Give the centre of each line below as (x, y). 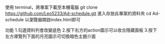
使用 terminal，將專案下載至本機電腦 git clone (51, 7)
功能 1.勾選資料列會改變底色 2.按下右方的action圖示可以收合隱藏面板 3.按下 (81, 30)
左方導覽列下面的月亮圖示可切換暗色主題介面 (50, 36)
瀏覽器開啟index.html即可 (55, 20)
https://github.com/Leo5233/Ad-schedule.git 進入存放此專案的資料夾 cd (78, 13)
